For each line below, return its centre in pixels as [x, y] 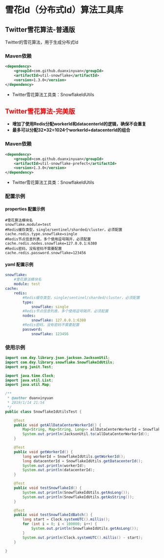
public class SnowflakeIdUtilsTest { [43, 412]
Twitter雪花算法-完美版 [40, 111]
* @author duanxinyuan [30, 398]
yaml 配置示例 [19, 264]
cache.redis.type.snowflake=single [41, 234]
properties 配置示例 [25, 209]
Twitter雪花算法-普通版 [40, 30]
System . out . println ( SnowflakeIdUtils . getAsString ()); [78, 497]
